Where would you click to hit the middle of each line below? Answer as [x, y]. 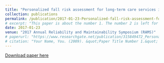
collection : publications [31, 14]
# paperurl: [17, 37]
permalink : [16, 19]
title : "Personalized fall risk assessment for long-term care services [81, 10]
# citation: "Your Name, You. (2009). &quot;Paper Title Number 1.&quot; [82, 42]
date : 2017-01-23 [23, 28]
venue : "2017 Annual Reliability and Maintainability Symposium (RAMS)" [81, 32]
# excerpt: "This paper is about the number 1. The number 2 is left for [82, 23]
